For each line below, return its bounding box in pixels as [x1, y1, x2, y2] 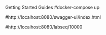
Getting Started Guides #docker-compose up [5, 5, 100, 10]
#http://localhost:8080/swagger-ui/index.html [5, 14, 101, 20]
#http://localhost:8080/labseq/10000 [5, 24, 83, 30]
